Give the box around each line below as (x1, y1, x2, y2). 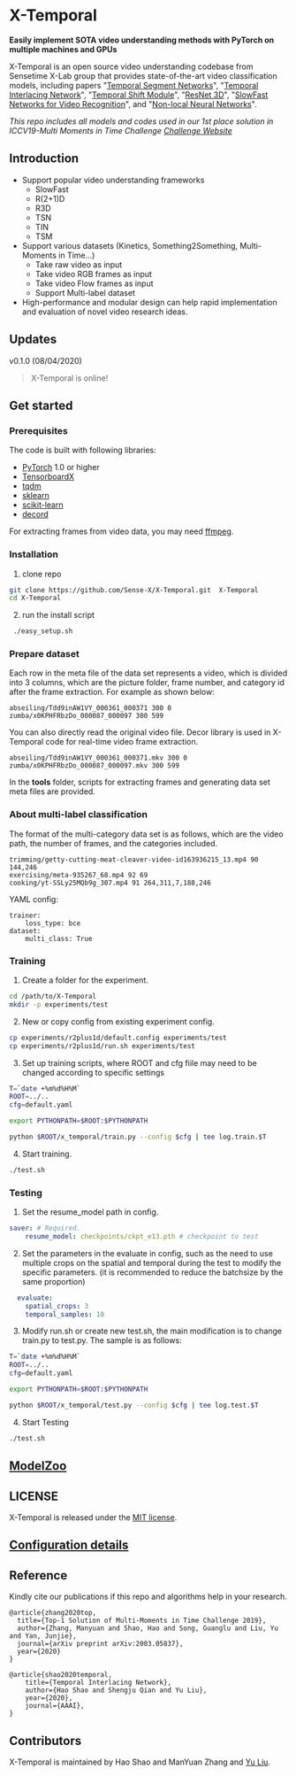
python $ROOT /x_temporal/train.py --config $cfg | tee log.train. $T (9, 1132, 267, 1142)
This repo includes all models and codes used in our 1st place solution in (9, 116, 274, 127)
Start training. (21, 1148, 72, 1159)
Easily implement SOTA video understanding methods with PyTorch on (9, 35, 275, 45)
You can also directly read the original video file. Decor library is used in (9, 727, 271, 737)
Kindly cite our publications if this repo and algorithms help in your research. (9, 1591, 287, 1602)
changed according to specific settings (21, 1067, 165, 1077)
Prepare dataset (9, 648, 80, 660)
